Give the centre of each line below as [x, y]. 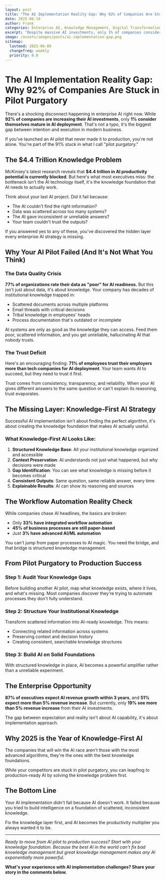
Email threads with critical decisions [48, 309]
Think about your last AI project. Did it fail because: [57, 197]
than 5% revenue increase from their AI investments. [59, 708]
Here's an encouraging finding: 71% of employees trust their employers [79, 363]
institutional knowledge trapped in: [40, 294]
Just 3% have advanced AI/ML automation [56, 533]
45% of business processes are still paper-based [64, 528]
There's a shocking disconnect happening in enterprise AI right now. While [81, 114]
